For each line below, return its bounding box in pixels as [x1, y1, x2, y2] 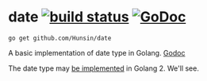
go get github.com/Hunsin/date [8, 34, 112, 42]
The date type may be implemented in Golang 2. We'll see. [8, 64, 200, 73]
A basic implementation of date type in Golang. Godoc [8, 48, 186, 57]
